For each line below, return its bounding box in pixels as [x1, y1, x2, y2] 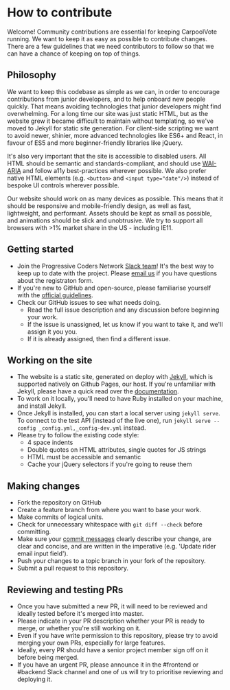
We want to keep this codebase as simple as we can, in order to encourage [7, 87, 220, 95]
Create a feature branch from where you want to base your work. [16, 506, 201, 514]
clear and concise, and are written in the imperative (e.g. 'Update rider [16, 542, 216, 551]
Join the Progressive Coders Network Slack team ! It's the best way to [16, 262, 214, 270]
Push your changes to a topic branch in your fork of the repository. [16, 557, 206, 565]
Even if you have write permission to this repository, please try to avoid [16, 632, 218, 639]
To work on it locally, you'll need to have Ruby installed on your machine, [16, 395, 223, 403]
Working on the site [7, 354, 93, 366]
